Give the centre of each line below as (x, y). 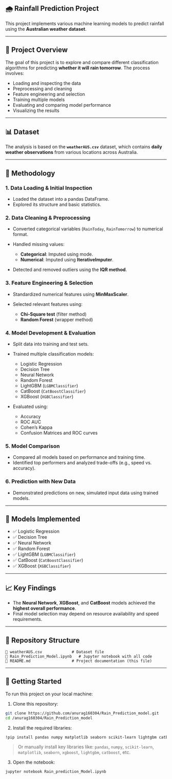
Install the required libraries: (42, 728)
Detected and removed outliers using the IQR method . (70, 270)
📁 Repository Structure (42, 640)
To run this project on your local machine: (49, 694)
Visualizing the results (36, 110)
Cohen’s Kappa (36, 427)
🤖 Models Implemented (43, 519)
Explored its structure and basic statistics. (57, 205)
